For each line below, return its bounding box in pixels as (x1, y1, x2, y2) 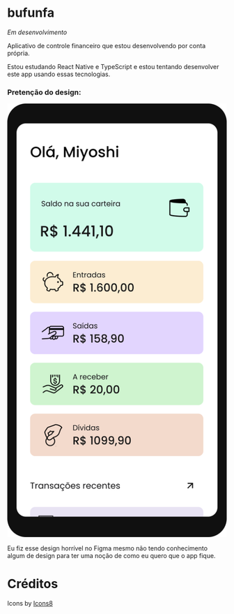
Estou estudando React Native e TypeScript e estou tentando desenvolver (7, 62, 219, 71)
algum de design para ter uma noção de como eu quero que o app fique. (7, 551, 216, 560)
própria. (7, 49, 30, 57)
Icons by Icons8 (7, 599, 54, 607)
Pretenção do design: (7, 87, 81, 97)
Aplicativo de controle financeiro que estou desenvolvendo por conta (7, 41, 206, 50)
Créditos (7, 576, 58, 592)
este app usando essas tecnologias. (7, 70, 111, 78)
